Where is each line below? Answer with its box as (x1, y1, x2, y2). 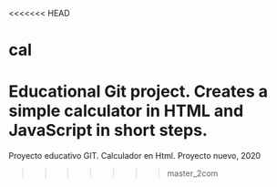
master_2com (167, 168, 219, 179)
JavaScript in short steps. (8, 120, 209, 140)
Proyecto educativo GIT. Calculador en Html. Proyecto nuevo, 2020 (8, 151, 262, 161)
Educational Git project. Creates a (8, 81, 269, 102)
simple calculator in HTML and (8, 100, 244, 121)
